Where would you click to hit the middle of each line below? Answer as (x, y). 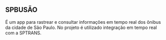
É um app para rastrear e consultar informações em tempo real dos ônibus (83, 22)
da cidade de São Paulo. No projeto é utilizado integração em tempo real (81, 27)
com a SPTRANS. (23, 33)
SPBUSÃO (22, 10)
